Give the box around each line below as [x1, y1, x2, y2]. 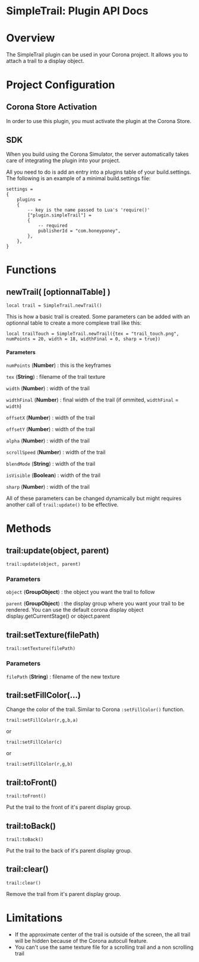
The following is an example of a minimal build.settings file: [6, 174, 151, 182]
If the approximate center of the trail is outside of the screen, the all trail [14, 930, 191, 938]
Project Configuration [6, 78, 115, 92]
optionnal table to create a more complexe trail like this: [6, 319, 141, 326]
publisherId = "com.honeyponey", [37, 228, 121, 234]
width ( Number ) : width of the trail [6, 385, 90, 392]
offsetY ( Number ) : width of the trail [6, 426, 95, 433]
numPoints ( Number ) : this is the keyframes [6, 361, 112, 369]
